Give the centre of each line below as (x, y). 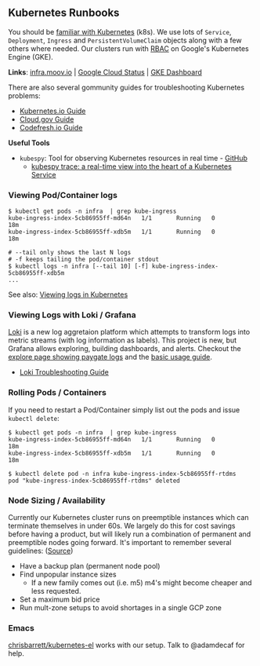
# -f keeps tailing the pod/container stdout (83, 260)
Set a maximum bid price (60, 599)
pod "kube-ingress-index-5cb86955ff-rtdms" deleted (94, 481)
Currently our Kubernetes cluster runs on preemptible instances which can (128, 517)
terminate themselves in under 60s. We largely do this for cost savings (122, 526)
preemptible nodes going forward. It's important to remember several (120, 542)
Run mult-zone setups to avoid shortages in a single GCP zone (120, 607)
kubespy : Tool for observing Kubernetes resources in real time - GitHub (134, 158)
